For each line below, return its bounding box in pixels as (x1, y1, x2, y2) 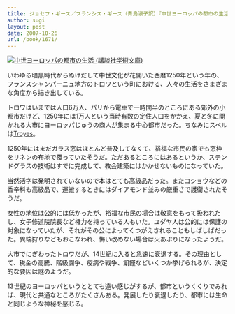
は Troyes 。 (7, 130, 40, 138)
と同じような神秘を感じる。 (7, 299, 87, 308)
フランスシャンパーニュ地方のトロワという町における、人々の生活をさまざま (7, 80, 228, 88)
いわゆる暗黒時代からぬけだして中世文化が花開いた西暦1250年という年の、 (7, 71, 223, 80)
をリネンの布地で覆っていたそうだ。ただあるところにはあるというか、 (7, 153, 209, 161)
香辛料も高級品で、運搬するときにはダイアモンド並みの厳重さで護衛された (7, 186, 222, 194)
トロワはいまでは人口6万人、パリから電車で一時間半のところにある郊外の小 (7, 103, 226, 112)
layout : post (7, 23, 45, 30)
